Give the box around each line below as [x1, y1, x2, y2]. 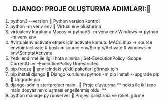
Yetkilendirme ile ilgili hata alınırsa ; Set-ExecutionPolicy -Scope [10, 55, 142, 61]
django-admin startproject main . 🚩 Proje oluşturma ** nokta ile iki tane [10, 82, 156, 88]
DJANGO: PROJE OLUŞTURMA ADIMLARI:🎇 [12, 5, 151, 13]
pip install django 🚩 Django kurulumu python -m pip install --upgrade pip [10, 71, 160, 77]
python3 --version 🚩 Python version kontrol [10, 18, 100, 24]
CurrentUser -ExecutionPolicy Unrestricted [10, 60, 99, 66]
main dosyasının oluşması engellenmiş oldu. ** [10, 87, 107, 93]
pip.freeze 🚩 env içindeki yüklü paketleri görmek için [10, 66, 119, 72]
